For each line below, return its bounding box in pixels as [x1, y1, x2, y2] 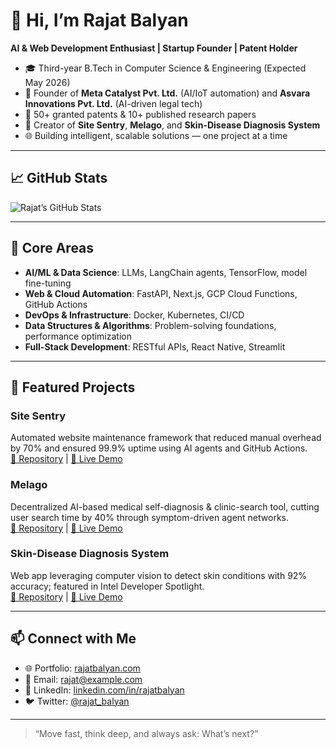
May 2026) [24, 76, 71, 88]
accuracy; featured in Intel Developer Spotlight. [10, 580, 205, 592]
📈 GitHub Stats [10, 170, 108, 187]
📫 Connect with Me [10, 630, 137, 648]
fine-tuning [24, 277, 72, 289]
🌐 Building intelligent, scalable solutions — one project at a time [24, 129, 288, 141]
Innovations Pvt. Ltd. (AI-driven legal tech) [24, 97, 203, 109]
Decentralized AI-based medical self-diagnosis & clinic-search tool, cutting [10, 500, 320, 513]
